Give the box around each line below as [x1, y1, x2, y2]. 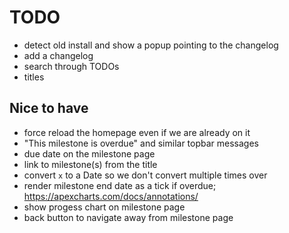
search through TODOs [23, 60, 120, 72]
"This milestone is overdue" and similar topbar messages [23, 137, 259, 149]
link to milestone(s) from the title [23, 158, 158, 170]
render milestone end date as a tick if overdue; [23, 179, 217, 191]
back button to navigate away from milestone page [23, 211, 234, 223]
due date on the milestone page [23, 147, 156, 160]
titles [23, 71, 45, 83]
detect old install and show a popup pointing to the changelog [23, 39, 279, 51]
